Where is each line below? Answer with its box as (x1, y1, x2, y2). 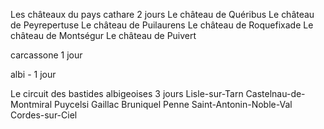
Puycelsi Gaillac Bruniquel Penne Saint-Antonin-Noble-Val (54, 99, 293, 110)
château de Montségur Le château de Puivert (10, 30, 197, 41)
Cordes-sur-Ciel (10, 109, 78, 121)
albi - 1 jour (10, 69, 57, 80)
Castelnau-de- (245, 88, 306, 99)
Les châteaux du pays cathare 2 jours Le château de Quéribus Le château (10, 9, 315, 20)
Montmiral (10, 99, 53, 110)
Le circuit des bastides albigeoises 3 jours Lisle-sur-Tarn (10, 88, 244, 99)
